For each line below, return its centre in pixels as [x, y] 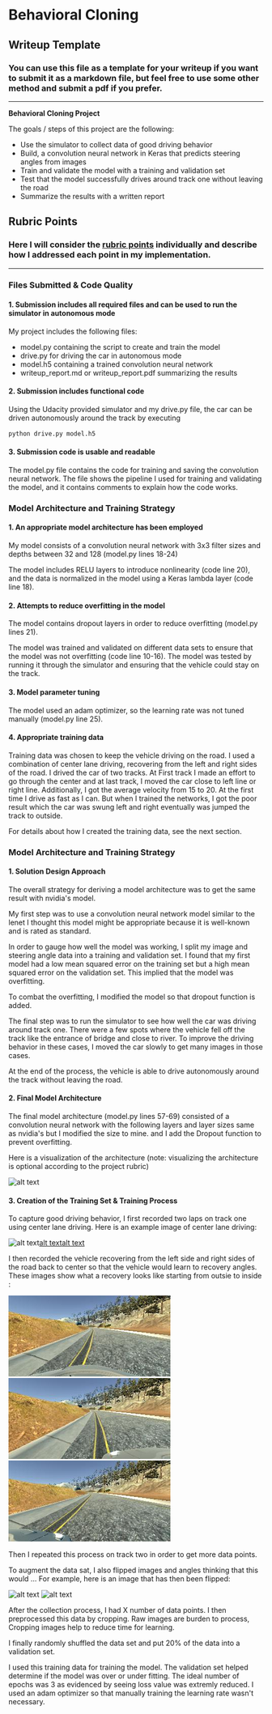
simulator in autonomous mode [62, 313]
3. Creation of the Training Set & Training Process [93, 1201]
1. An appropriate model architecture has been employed [106, 527]
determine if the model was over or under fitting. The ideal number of [124, 1676]
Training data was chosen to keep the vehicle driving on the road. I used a [132, 755]
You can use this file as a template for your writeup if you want [134, 68]
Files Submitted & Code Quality [71, 285]
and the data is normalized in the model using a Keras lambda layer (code [131, 578]
